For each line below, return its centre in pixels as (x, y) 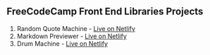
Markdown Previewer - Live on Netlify (72, 36)
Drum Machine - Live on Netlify (62, 43)
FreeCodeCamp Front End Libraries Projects (105, 12)
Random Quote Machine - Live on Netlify (76, 28)
